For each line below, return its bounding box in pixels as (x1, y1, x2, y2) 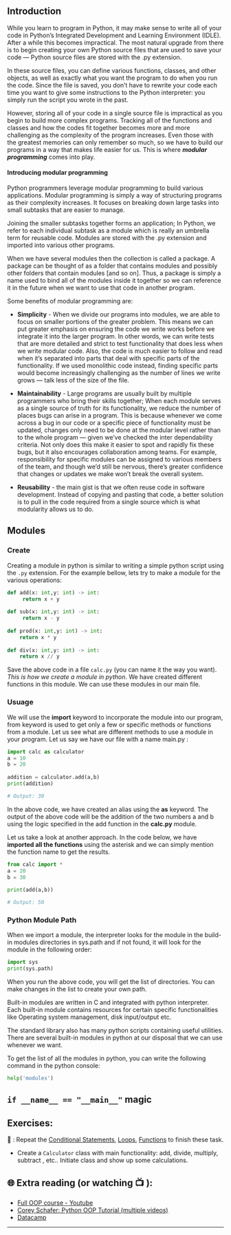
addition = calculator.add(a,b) (7, 774, 100, 781)
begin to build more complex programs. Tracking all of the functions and (7, 116, 212, 125)
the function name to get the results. (7, 848, 111, 856)
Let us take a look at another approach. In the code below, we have (7, 833, 197, 841)
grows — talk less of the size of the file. (16, 376, 129, 385)
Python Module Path (7, 915, 77, 925)
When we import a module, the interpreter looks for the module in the (7, 931, 203, 939)
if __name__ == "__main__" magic (7, 1094, 153, 1106)
